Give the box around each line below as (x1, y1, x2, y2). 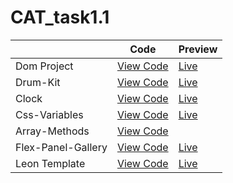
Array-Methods (15, 124, 90, 138)
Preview (178, 42, 218, 56)
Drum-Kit (15, 75, 61, 89)
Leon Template (15, 156, 86, 170)
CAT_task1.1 (10, 6, 110, 29)
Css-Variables (15, 107, 84, 121)
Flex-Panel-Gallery (15, 140, 108, 154)
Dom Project (15, 59, 74, 73)
